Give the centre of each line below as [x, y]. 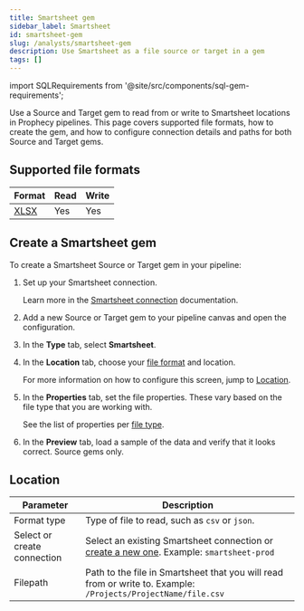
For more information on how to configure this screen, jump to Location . [157, 379]
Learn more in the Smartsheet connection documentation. [130, 300]
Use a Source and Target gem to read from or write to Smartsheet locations [150, 113]
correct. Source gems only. [73, 451]
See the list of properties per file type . [93, 424]
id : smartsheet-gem [46, 34]
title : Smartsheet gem [52, 18]
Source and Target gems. [57, 142]
